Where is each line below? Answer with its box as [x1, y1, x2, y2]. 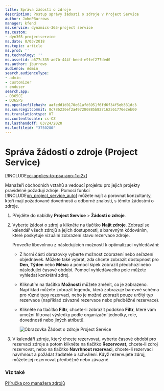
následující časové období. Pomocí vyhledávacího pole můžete [19, 267, 146, 273]
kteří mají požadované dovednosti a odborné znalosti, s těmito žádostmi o [5, 198, 154, 204]
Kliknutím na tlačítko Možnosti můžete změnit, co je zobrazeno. [19, 282, 148, 287]
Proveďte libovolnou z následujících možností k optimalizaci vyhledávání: [12, 242, 160, 248]
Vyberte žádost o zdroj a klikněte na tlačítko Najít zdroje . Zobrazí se [12, 222, 150, 228]
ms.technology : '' [5, 52, 43, 58]
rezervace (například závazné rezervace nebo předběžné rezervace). [19, 297, 160, 303]
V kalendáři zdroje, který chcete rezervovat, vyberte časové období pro [12, 336, 157, 342]
